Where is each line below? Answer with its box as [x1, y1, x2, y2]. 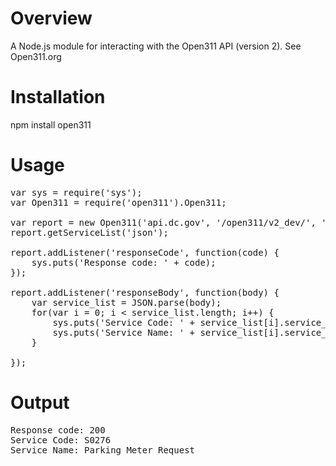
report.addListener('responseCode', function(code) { [10, 247, 280, 258]
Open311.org [10, 50, 62, 62]
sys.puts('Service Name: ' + [52, 327, 196, 338]
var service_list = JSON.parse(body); [31, 297, 222, 308]
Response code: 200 [10, 424, 106, 436]
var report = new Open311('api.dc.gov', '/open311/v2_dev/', [10, 217, 317, 228]
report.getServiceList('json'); [10, 227, 169, 238]
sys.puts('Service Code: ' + [52, 317, 196, 328]
